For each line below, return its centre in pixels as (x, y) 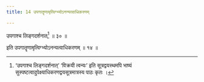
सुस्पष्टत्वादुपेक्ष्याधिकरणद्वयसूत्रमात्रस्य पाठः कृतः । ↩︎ (64, 72)
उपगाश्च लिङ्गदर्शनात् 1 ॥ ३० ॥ (37, 35)
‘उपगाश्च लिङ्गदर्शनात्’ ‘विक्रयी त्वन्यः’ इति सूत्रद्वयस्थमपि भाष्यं (73, 66)
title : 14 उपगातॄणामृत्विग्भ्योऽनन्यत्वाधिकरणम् (48, 12)
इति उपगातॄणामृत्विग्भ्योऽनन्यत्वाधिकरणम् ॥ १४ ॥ (52, 48)
